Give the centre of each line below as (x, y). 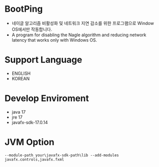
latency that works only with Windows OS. (54, 40)
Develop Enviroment (47, 98)
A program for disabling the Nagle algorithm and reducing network (79, 35)
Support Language (43, 60)
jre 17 (17, 117)
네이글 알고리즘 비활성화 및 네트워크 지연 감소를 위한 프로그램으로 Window (83, 23)
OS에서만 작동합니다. (32, 29)
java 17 (19, 112)
